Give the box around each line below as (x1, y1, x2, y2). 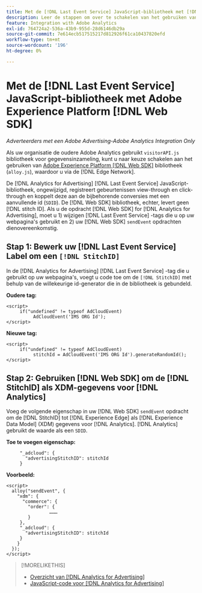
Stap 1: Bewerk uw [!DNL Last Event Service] (6, 242, 176, 252)
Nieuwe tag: (6, 329, 37, 336)
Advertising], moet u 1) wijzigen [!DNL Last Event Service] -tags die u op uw (6, 211, 194, 219)
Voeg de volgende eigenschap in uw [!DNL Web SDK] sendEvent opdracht (6, 408, 189, 415)
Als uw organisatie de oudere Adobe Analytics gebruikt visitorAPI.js (6, 148, 179, 156)
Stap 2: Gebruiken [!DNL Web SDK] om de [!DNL (6, 373, 189, 383)
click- (179, 186, 194, 193)
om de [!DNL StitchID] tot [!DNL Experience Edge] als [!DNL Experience (6, 414, 183, 421)
